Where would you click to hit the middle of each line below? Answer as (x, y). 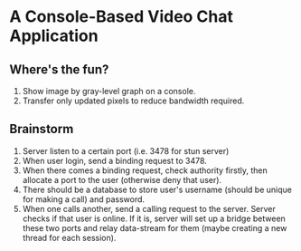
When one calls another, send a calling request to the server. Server (149, 208)
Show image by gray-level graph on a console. (109, 91)
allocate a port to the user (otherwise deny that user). (122, 179)
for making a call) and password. (84, 199)
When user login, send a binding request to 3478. (115, 160)
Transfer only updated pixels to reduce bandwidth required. (133, 101)
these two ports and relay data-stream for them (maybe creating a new (155, 227)
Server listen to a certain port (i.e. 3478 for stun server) (126, 150)
